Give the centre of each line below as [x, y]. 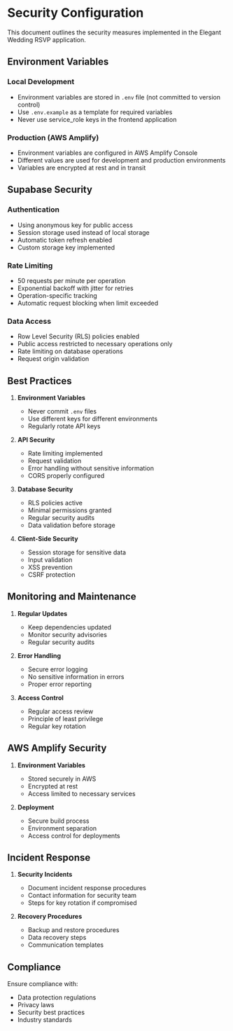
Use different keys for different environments [93, 419]
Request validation [55, 461]
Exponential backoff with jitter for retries [76, 288]
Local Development [41, 82]
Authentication [33, 210]
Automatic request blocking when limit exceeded [88, 303]
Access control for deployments [74, 835]
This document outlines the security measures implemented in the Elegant [114, 32]
